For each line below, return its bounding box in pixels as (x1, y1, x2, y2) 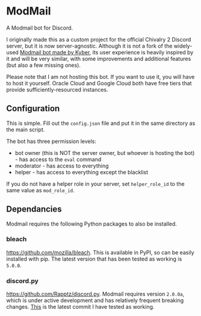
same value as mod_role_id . (6, 186, 75, 194)
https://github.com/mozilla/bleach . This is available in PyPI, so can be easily (6, 248, 194, 256)
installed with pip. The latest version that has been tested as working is (6, 255, 182, 262)
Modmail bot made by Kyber (20, 48, 90, 55)
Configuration (6, 104, 60, 114)
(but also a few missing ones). (6, 62, 81, 69)
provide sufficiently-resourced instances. (6, 86, 108, 93)
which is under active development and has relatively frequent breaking (6, 297, 184, 304)
